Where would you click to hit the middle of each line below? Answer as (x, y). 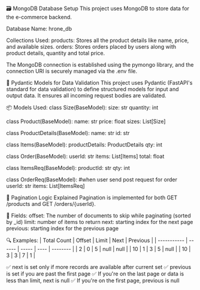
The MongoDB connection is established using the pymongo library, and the (100, 65)
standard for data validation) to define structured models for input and (93, 89)
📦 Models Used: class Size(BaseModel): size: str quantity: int (82, 107)
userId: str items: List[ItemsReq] (46, 186)
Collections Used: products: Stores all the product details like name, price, (98, 40)
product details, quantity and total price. (56, 53)
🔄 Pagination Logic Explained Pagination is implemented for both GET (92, 198)
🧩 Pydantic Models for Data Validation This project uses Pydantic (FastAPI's (99, 83)
